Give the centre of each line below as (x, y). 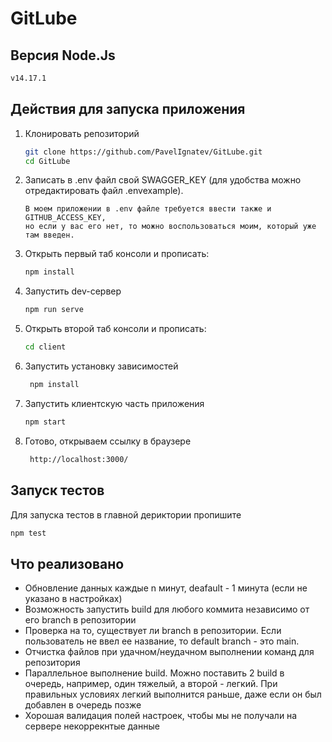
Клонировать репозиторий (82, 133)
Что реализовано (67, 563)
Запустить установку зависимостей (101, 366)
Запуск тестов (57, 490)
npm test (28, 533)
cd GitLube (47, 161)
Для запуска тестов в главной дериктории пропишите (126, 514)
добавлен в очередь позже (83, 705)
